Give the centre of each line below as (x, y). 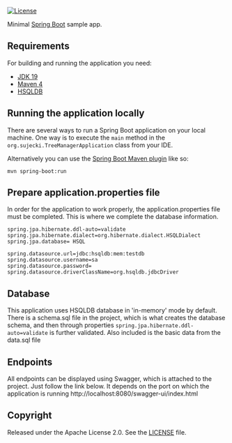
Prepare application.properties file (84, 193)
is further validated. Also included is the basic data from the (135, 333)
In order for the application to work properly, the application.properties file (114, 209)
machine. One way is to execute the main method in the (86, 137)
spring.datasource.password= (49, 266)
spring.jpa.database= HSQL (46, 242)
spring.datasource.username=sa (53, 260)
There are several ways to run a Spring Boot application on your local (106, 130)
